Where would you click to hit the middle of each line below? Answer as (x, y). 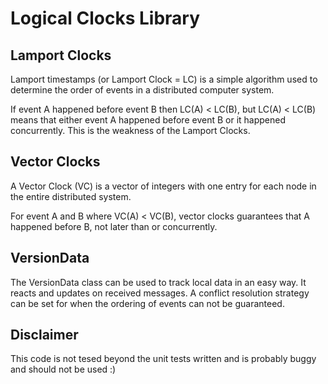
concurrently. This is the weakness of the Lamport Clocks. (130, 130)
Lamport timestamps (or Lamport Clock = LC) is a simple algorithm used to (164, 79)
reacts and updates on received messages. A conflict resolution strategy (160, 293)
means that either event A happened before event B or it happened (148, 120)
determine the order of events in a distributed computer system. (142, 90)
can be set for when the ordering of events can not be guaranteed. (147, 303)
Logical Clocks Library (105, 18)
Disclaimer (44, 335)
